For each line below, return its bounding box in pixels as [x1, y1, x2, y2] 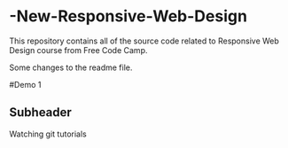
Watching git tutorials [9, 129, 87, 139]
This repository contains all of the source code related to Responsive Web [9, 35, 279, 46]
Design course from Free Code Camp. [9, 44, 148, 55]
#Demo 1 [9, 79, 42, 90]
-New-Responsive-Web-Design [9, 6, 248, 27]
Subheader [9, 105, 73, 121]
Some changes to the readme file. [9, 62, 133, 73]
